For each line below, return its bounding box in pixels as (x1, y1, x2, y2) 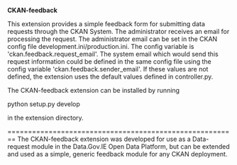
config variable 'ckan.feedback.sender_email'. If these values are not (7, 65, 209, 73)
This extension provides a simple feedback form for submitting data (7, 20, 206, 28)
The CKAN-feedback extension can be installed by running (7, 86, 180, 94)
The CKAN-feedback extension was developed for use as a (17, 135, 192, 143)
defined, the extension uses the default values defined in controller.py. (7, 72, 214, 81)
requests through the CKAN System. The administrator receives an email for (7, 28, 230, 35)
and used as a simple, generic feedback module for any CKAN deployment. (7, 150, 228, 158)
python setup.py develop (7, 100, 80, 108)
